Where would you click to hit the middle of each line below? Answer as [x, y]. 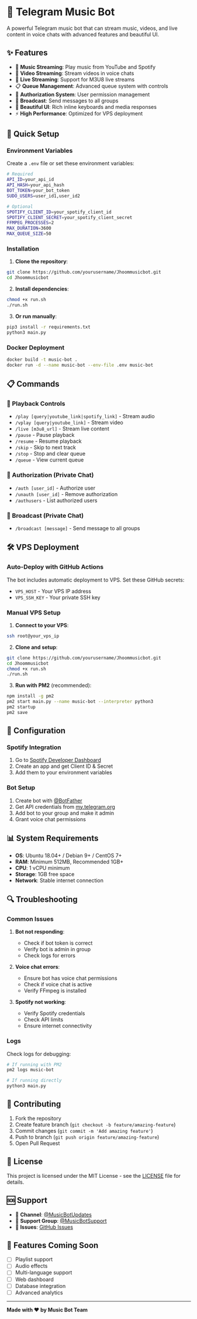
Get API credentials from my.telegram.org [65, 807]
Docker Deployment [36, 347]
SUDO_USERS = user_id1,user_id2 [44, 196]
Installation [23, 248]
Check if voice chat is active [58, 985]
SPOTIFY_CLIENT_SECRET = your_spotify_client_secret [70, 217]
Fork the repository [38, 1118]
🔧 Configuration [36, 731]
